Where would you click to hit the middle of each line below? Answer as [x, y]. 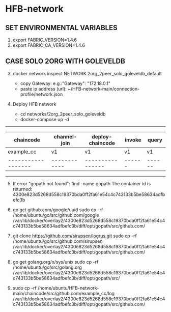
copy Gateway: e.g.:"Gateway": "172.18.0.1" [65, 83]
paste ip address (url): [44, 89]
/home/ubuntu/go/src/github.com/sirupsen [58, 241]
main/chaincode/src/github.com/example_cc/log [64, 293]
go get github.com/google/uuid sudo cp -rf [58, 210]
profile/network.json [41, 94]
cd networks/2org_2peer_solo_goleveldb [63, 114]
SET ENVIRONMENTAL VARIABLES [62, 28]
